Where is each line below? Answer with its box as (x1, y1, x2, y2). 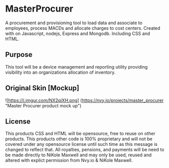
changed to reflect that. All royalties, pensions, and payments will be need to (5, 147, 164, 153)
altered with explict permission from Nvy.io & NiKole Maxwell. (5, 157, 133, 163)
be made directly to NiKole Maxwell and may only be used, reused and (5, 152, 152, 158)
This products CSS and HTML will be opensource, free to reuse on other (5, 131, 155, 137)
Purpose (5, 50, 33, 59)
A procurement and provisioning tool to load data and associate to (5, 20, 143, 26)
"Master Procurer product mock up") (5, 102, 82, 108)
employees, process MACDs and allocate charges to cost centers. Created (5, 25, 160, 31)
